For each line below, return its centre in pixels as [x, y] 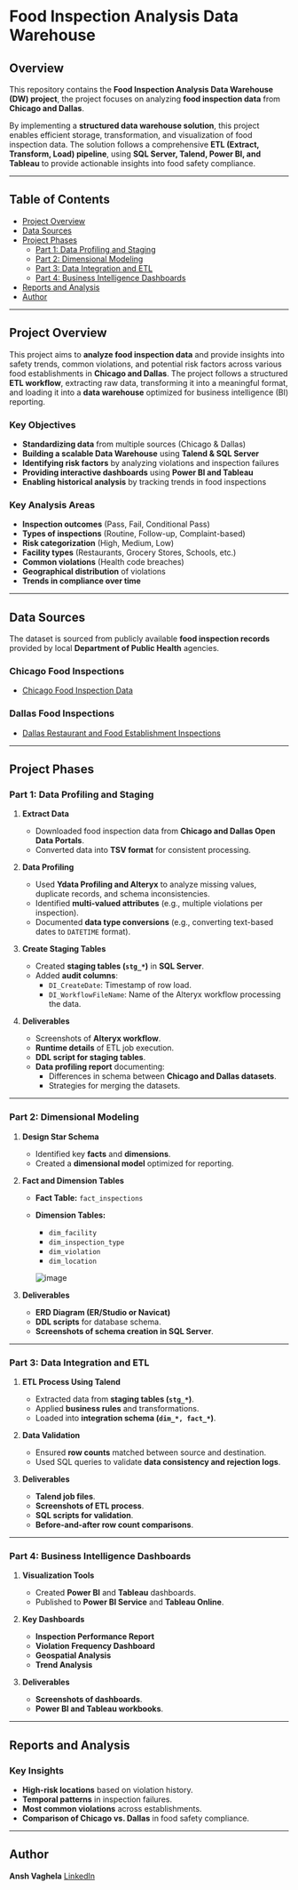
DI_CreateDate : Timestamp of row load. [120, 985]
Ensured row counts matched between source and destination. [151, 1452]
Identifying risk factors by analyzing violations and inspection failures [150, 462]
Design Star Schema [60, 1137]
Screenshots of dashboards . [89, 1700]
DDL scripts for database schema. [98, 1322]
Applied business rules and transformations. [117, 1408]
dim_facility [73, 1233]
